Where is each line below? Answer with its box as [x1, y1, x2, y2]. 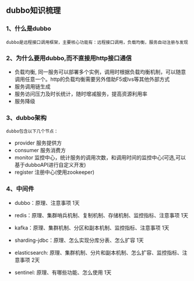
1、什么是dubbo [6, 25, 51, 33]
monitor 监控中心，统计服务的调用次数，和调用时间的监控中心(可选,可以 [14, 154, 186, 161]
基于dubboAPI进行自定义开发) [14, 162, 86, 169]
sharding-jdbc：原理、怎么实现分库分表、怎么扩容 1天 [14, 237, 144, 244]
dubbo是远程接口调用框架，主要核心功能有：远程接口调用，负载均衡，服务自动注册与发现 [6, 39, 188, 45]
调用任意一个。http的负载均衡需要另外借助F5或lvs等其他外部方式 [14, 76, 170, 83]
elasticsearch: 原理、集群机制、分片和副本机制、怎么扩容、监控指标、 [14, 249, 182, 256]
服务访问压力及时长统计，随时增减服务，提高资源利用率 [14, 90, 147, 97]
